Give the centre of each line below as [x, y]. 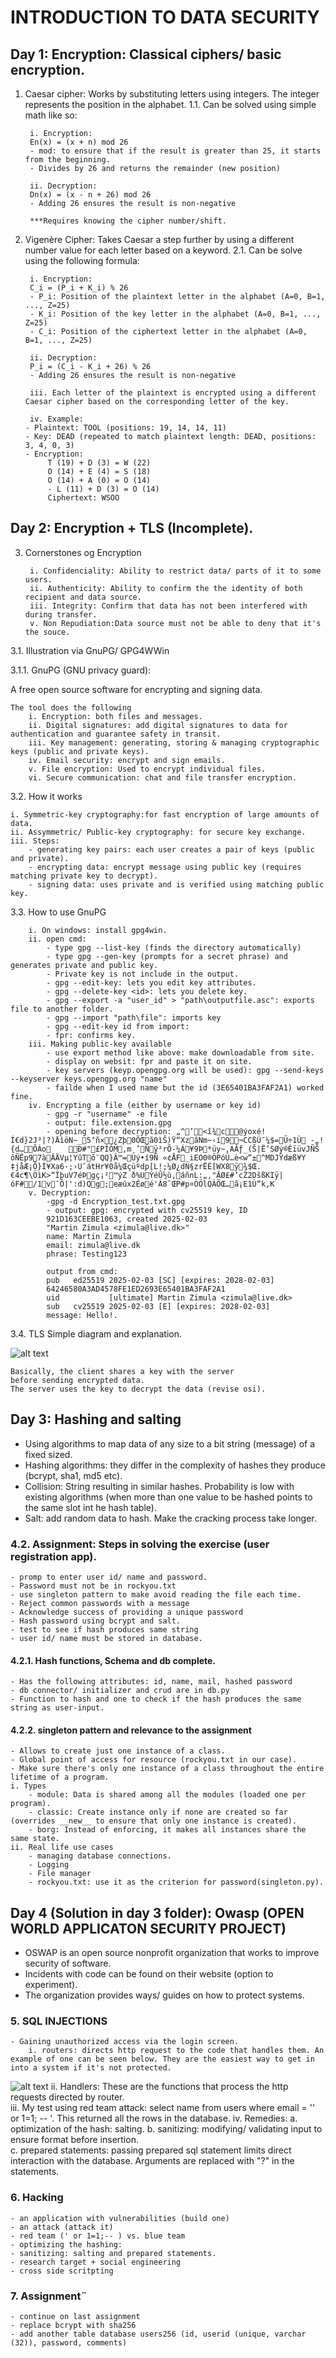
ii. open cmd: [57, 939]
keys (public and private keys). [80, 751]
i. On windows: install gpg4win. [98, 930]
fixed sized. [48, 1454]
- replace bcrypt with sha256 [73, 2326]
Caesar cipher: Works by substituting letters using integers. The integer [172, 94]
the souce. [47, 632]
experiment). [51, 1985]
